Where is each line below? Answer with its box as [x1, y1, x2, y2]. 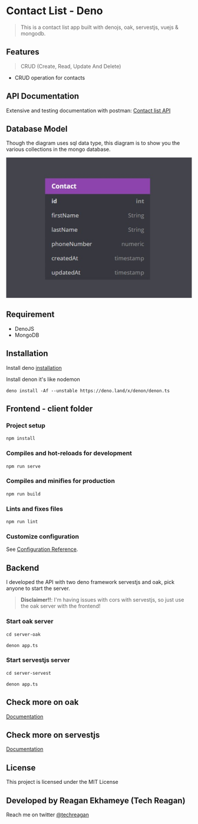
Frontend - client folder [6, 403, 93, 413]
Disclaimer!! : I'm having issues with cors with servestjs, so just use [20, 596, 184, 603]
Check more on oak [6, 697, 79, 707]
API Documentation [6, 91, 80, 101]
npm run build [6, 491, 41, 497]
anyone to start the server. [6, 585, 71, 592]
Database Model [6, 124, 68, 134]
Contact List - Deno [6, 4, 103, 18]
